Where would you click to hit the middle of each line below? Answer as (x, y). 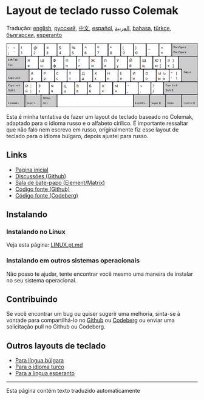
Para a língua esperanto (45, 373)
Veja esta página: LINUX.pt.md (45, 245)
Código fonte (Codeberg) (47, 195)
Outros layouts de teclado (56, 346)
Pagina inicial (32, 170)
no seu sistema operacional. (42, 280)
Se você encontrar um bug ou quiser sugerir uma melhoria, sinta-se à (93, 314)
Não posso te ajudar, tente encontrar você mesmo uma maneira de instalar (100, 274)
